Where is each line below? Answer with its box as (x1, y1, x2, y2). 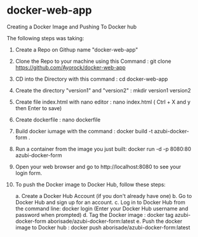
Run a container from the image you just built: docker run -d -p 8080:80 (15, 145, 191, 152)
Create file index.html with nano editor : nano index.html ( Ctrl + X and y (15, 98, 191, 105)
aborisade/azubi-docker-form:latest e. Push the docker (47, 217, 183, 225)
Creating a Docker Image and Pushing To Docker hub (7, 23, 137, 30)
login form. (15, 169, 42, 177)
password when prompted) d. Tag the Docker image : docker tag (15, 211, 174, 218)
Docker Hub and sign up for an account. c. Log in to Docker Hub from (15, 198, 186, 206)
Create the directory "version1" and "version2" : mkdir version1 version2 (15, 87, 191, 94)
